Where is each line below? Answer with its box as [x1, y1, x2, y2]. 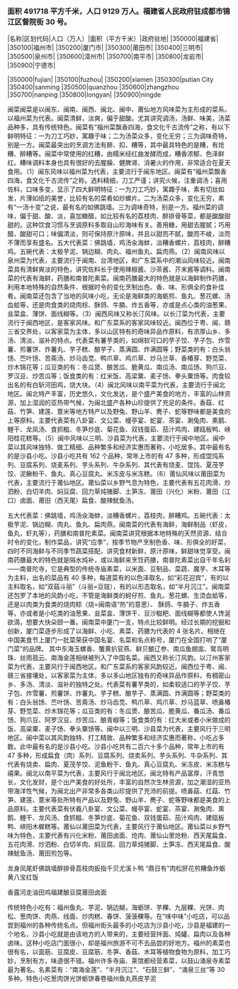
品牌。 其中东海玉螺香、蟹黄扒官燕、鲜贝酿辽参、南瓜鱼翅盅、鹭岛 [28, 645, 223, 653]
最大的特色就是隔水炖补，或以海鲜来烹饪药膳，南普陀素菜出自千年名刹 [25, 556, 231, 565]
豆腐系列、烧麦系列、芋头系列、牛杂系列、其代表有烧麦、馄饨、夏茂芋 [19, 461, 225, 469]
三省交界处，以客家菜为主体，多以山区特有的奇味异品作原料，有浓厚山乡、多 [7, 327, 231, 336]
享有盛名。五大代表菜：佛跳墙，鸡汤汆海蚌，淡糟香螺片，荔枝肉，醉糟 [25, 238, 231, 247]
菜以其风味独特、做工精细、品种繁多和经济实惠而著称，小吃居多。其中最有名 [7, 443, 231, 451]
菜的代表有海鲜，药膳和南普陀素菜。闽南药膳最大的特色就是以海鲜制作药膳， [7, 274, 231, 282]
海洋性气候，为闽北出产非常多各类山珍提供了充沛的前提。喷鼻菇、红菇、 [13, 787, 225, 796]
